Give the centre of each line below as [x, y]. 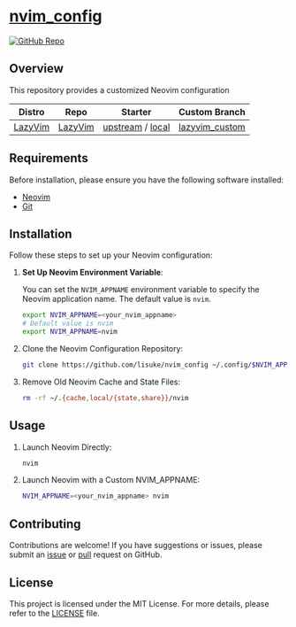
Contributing [45, 524]
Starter [137, 112]
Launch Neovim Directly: [67, 447]
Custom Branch [212, 112]
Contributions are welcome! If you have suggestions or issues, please [136, 546]
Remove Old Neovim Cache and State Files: [101, 382]
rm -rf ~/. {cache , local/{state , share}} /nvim [105, 398]
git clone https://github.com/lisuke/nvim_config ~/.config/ [137, 365]
